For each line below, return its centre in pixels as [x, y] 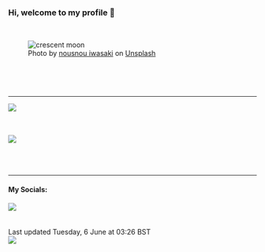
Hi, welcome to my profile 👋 [62, 13]
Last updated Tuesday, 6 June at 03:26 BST [80, 232]
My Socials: [28, 189]
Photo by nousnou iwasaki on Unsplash [92, 54]
